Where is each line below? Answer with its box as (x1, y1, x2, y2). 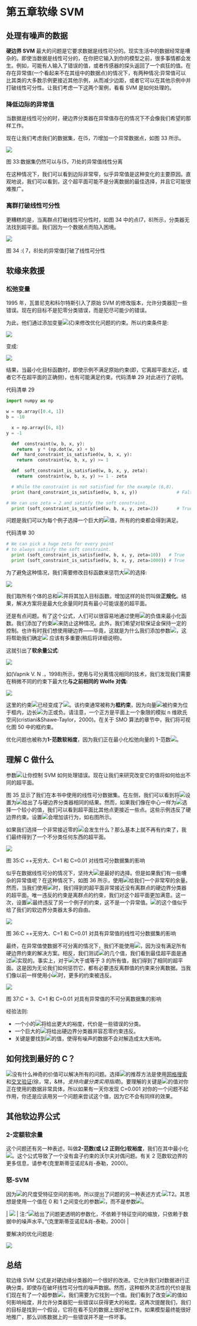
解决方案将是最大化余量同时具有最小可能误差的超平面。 (16, 600, 150, 607)
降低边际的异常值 (6, 100, 55, 108)
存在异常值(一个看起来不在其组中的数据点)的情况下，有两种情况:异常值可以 (6, 69, 186, 77)
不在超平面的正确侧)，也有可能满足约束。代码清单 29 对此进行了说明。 (16, 374, 187, 381)
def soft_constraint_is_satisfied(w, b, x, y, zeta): (11, 468, 148, 474)
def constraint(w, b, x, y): (11, 441, 85, 447)
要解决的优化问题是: (6, 1230, 55, 1237)
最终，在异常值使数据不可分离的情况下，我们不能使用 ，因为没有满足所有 (6, 942, 186, 949)
